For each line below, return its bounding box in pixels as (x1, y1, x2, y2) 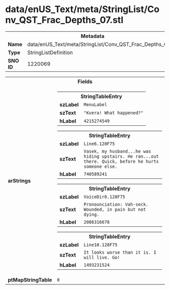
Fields (77, 78, 93, 85)
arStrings (8, 177, 31, 184)
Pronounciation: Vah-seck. (83, 201, 149, 207)
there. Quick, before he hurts (83, 158, 159, 164)
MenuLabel (83, 102, 107, 107)
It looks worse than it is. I (83, 249, 157, 255)
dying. (83, 211, 100, 217)
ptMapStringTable (8, 276, 52, 283)
